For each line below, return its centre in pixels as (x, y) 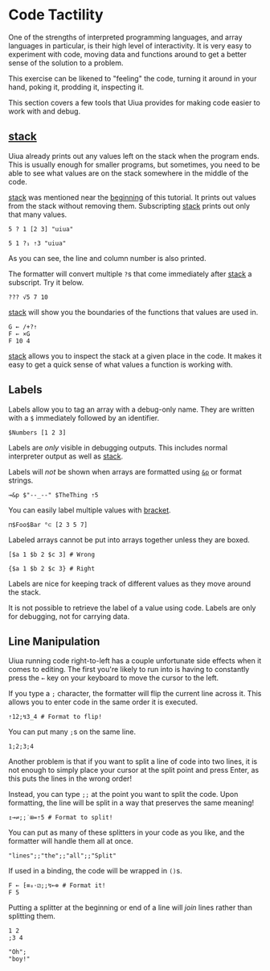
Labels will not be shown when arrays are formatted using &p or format (125, 471)
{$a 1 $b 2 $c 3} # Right (51, 568)
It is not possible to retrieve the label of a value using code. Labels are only (132, 608)
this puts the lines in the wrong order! (70, 778)
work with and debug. (45, 111)
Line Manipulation (54, 641)
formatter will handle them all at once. (71, 841)
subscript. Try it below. (46, 282)
